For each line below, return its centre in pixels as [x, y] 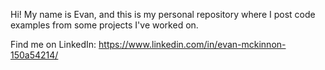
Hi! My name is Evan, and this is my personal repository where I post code [163, 14]
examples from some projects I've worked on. [104, 25]
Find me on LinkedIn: [53, 44]
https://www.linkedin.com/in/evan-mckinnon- [192, 44]
